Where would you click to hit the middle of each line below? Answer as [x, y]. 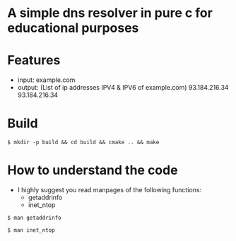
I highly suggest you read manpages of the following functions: [110, 190]
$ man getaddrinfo [34, 218]
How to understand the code [93, 170]
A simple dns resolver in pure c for [110, 13]
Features [34, 60]
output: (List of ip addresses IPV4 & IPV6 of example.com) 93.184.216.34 [123, 88]
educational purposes [73, 28]
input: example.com [46, 80]
